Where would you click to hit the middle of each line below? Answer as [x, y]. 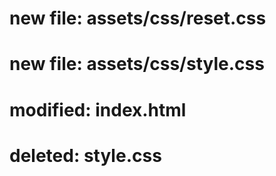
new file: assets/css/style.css [137, 64]
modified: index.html [98, 109]
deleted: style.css [85, 155]
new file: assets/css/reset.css [138, 18]
